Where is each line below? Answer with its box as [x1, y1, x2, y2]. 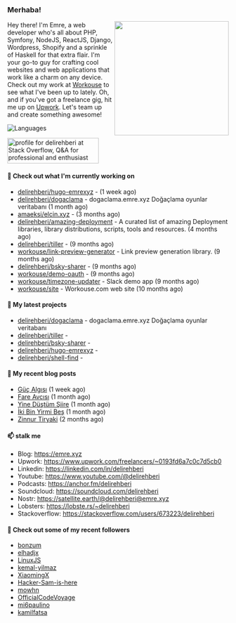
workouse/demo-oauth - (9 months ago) [17, 269, 135, 278]
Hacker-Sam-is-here [17, 578, 78, 587]
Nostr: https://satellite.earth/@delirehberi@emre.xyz [17, 494, 170, 503]
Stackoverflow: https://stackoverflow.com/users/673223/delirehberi [17, 509, 215, 518]
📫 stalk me [7, 431, 41, 440]
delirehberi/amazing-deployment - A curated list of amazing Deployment [17, 217, 228, 225]
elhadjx [17, 549, 39, 557]
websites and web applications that [7, 65, 110, 74]
